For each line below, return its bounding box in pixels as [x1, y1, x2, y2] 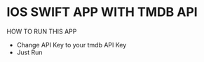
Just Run [16, 48, 43, 56]
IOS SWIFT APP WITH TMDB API [6, 4, 198, 20]
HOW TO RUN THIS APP [6, 27, 77, 36]
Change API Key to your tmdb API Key [16, 40, 127, 49]
